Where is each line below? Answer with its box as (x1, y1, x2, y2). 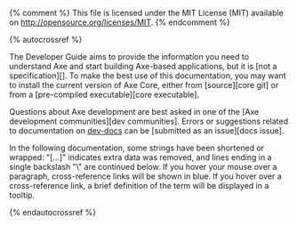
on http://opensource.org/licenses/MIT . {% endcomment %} (9, 17, 230, 28)
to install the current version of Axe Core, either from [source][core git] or (9, 80, 279, 90)
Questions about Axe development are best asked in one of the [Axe (9, 107, 260, 117)
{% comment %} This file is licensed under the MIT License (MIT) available (9, 8, 285, 18)
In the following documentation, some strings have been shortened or (9, 142, 265, 153)
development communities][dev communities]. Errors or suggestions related (9, 116, 289, 126)
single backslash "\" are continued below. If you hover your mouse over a (9, 162, 277, 172)
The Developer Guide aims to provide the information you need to (9, 52, 250, 61)
